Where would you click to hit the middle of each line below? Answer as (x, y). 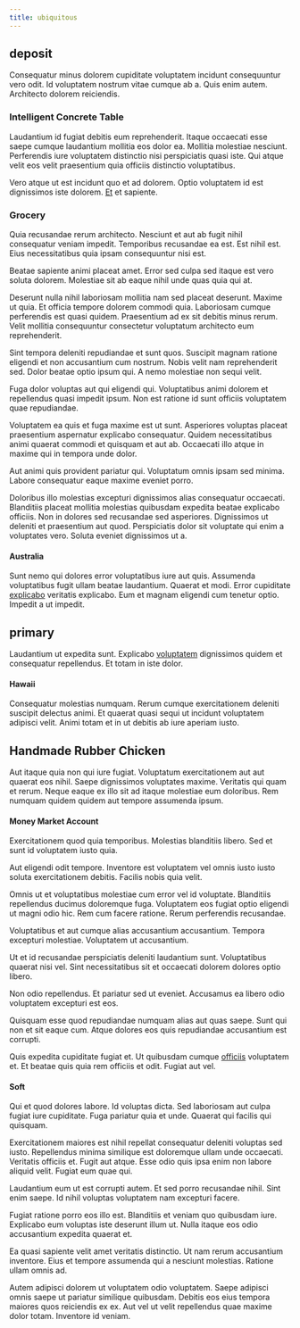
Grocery (28, 215)
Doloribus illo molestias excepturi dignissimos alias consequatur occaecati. (147, 498)
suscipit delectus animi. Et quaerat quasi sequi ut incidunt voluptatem (137, 713)
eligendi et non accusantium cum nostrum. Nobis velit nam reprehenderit (143, 362)
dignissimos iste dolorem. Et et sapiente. (83, 192)
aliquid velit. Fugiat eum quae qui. (71, 1171)
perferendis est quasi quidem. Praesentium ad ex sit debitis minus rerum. (144, 317)
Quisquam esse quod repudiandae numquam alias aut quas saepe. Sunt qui (148, 1021)
